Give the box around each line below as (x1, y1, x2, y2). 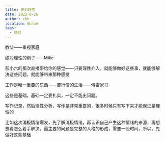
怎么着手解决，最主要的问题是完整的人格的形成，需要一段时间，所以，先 (13, 126, 160, 131)
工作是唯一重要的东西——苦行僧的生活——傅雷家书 (5, 82, 109, 88)
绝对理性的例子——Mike (5, 55, 54, 61)
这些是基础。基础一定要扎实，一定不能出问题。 (5, 92, 100, 98)
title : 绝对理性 (5, 7, 35, 12)
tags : (5, 26, 16, 31)
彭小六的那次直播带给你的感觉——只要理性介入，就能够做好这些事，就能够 (5, 65, 156, 71)
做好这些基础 (5, 132, 31, 138)
